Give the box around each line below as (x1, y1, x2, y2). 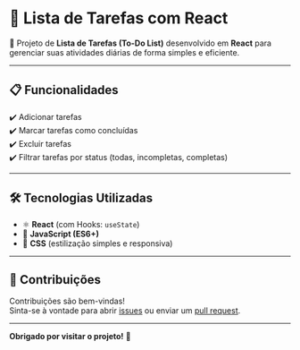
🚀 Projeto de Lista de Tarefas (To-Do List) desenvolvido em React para (9, 38, 272, 48)
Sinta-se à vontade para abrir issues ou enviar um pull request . (9, 305, 241, 316)
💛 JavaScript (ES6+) (21, 228, 100, 239)
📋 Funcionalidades (9, 82, 119, 98)
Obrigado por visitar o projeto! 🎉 (9, 331, 131, 342)
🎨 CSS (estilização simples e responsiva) (21, 237, 173, 249)
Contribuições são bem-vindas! (9, 295, 125, 307)
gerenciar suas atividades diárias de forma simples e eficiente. (9, 47, 240, 57)
